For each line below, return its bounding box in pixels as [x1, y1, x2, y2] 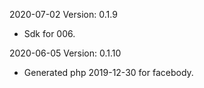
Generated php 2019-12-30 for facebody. [23, 67, 194, 78]
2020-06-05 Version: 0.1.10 [9, 47, 122, 59]
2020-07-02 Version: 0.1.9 [9, 9, 118, 20]
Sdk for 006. [23, 28, 76, 39]
